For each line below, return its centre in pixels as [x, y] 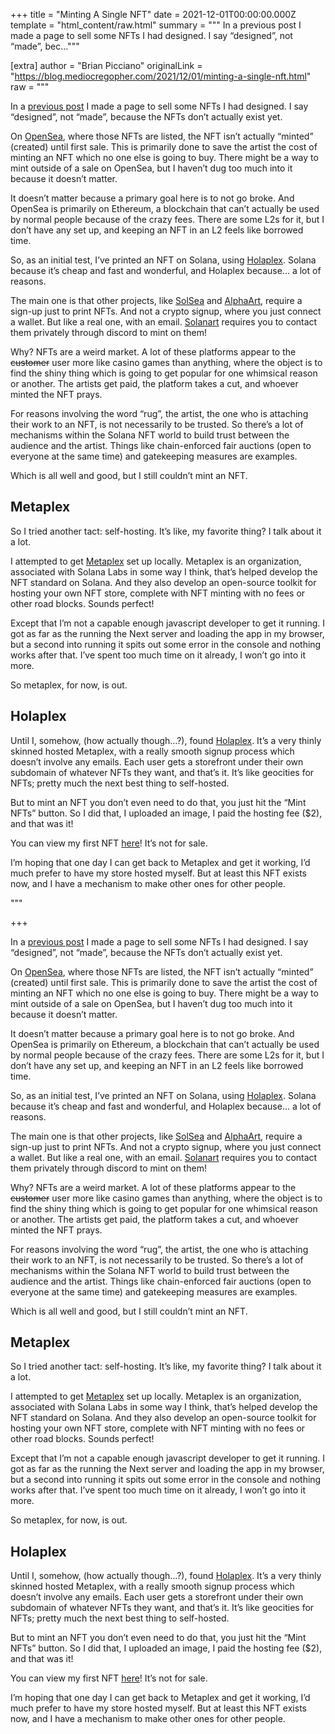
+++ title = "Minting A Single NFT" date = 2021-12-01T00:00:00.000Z [153, 14]
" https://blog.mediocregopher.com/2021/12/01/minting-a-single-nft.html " [161, 76]
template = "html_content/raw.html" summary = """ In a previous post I [156, 25]
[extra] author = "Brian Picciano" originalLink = [106, 65]
